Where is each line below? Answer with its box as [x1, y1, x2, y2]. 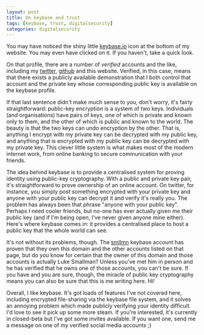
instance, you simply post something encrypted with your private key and [6, 188, 191, 196]
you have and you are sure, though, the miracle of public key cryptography [6, 271, 194, 278]
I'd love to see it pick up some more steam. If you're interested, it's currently [6, 309, 198, 316]
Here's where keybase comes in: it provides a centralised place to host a [6, 220, 189, 228]
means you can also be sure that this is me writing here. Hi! [6, 278, 155, 285]
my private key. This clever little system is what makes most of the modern [6, 144, 194, 151]
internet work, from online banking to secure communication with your [6, 150, 183, 158]
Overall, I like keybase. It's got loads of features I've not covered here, [6, 289, 182, 297]
